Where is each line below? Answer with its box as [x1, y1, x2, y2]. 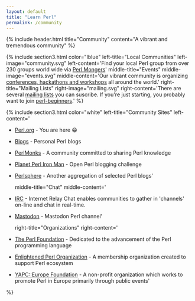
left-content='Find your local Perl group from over [67, 60, 190, 67]
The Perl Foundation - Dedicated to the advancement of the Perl [14, 235, 171, 243]
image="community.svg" [6, 60, 67, 67]
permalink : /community [6, 19, 62, 25]
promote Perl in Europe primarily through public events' [14, 277, 150, 284]
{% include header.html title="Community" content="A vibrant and [6, 36, 168, 43]
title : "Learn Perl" [6, 14, 57, 20]
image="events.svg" [6, 72, 56, 80]
